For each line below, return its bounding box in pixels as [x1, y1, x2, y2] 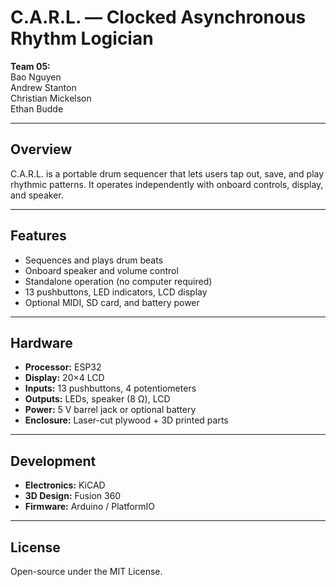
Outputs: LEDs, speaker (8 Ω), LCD [24, 393, 171, 405]
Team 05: [10, 60, 51, 72]
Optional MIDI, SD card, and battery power [24, 296, 200, 308]
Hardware [10, 334, 73, 351]
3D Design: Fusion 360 [24, 490, 122, 502]
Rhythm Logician [10, 27, 154, 50]
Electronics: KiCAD [24, 479, 106, 491]
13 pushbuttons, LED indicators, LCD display [24, 286, 208, 298]
